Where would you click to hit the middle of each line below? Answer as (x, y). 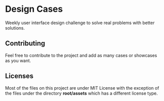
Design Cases (34, 9)
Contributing (25, 44)
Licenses (19, 76)
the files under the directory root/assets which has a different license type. (82, 93)
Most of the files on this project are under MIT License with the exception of (82, 88)
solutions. (15, 28)
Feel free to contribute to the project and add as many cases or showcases (81, 55)
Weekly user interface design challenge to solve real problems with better (80, 23)
